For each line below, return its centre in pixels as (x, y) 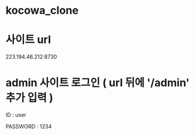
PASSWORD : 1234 (29, 127)
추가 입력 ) (29, 98)
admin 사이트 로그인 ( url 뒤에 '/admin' (97, 83)
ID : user (16, 115)
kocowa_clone (42, 10)
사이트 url (28, 40)
